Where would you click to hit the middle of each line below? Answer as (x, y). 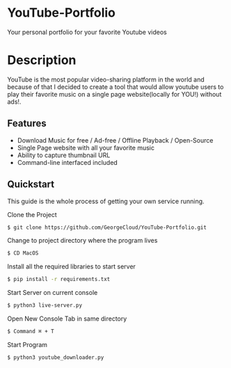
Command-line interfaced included (67, 162)
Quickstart (31, 185)
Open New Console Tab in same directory (67, 319)
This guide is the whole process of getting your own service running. (106, 201)
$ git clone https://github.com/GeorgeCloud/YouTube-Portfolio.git (107, 227)
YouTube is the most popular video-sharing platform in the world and (106, 79)
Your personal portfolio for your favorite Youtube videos (87, 32)
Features (27, 123)
